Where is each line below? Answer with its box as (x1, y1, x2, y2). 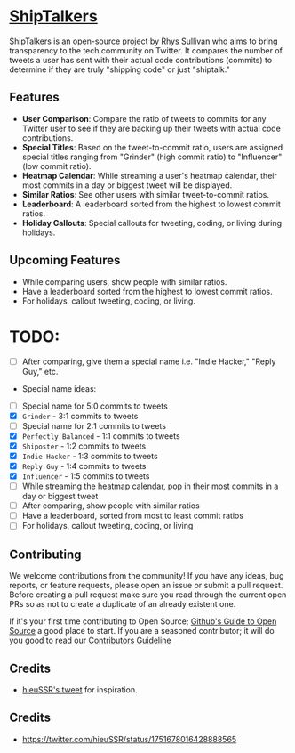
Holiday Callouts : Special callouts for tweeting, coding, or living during (21, 217, 283, 228)
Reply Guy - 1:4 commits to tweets (21, 460, 147, 471)
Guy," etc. (21, 366, 59, 376)
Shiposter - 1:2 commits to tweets (21, 441, 147, 451)
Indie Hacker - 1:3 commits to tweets (21, 450, 158, 461)
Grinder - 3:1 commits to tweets (21, 410, 139, 421)
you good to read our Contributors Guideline (9, 635, 171, 646)
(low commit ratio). (21, 160, 92, 171)
